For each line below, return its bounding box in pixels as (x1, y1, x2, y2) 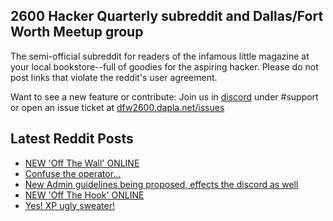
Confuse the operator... (24, 167, 122, 179)
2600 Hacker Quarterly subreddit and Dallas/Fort (10, 8, 324, 25)
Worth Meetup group (10, 24, 144, 41)
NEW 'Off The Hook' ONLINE (24, 189, 145, 201)
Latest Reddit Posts (10, 130, 134, 148)
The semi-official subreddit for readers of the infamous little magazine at (10, 50, 310, 62)
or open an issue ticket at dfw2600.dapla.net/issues (10, 101, 225, 113)
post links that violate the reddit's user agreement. (10, 71, 218, 83)
